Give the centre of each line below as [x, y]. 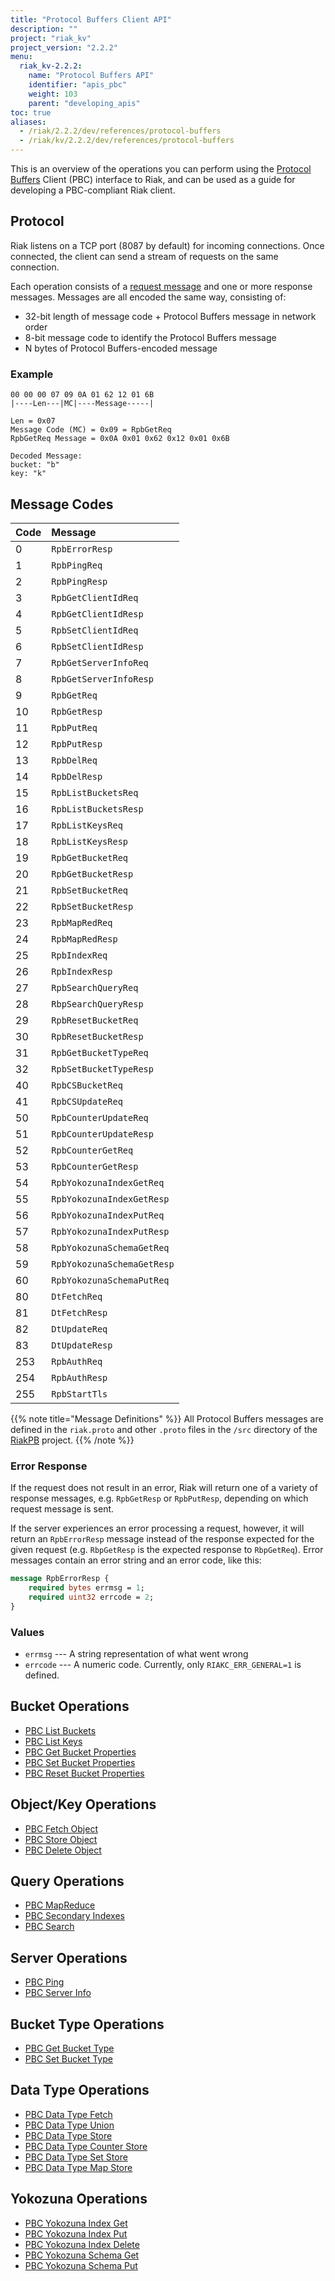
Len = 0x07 [33, 421]
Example [32, 374]
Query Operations [67, 1881]
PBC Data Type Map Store [78, 2167]
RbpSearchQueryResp [97, 1004]
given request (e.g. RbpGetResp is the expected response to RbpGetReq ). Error [167, 1550]
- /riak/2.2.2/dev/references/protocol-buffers [120, 131]
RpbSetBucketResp [92, 906]
